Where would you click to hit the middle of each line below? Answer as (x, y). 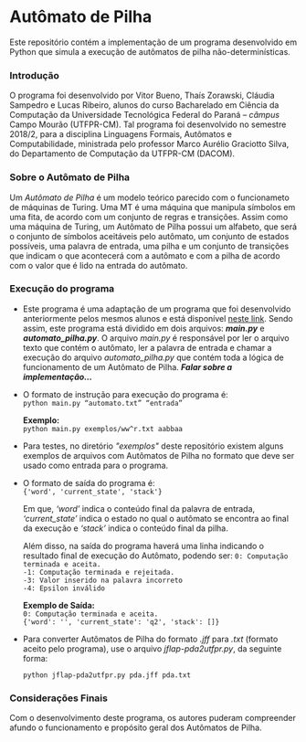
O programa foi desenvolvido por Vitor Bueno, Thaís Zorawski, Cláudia (142, 95)
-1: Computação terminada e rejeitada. (99, 572)
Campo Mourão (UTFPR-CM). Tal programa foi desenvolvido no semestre (148, 124)
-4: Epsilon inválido (63, 588)
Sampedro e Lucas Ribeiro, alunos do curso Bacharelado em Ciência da (144, 105)
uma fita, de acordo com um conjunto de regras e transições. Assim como (149, 217)
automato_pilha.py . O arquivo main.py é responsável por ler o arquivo (156, 338)
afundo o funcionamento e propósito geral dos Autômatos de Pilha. (136, 727)
